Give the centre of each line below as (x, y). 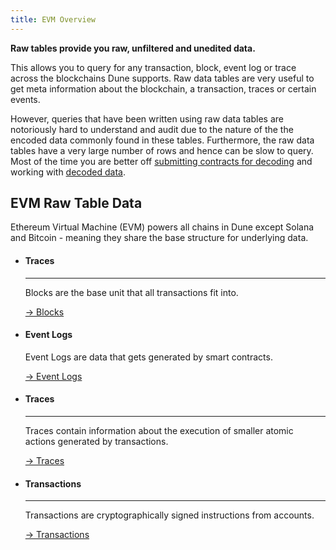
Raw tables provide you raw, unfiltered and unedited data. (133, 48)
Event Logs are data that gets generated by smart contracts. (148, 357)
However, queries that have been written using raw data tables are (147, 118)
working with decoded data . (68, 172)
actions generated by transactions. (96, 442)
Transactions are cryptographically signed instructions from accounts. (169, 515)
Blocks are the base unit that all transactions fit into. (131, 292)
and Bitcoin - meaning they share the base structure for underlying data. (159, 238)
